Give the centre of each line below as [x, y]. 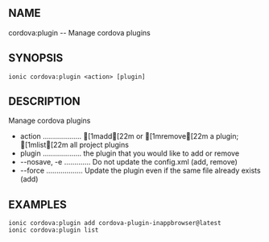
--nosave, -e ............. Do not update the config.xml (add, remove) [128, 162]
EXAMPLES [37, 204]
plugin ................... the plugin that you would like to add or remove [130, 153]
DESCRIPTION [44, 101]
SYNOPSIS [36, 58]
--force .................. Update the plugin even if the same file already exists [140, 171]
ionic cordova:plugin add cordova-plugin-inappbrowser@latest [115, 223]
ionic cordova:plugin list [54, 230]
